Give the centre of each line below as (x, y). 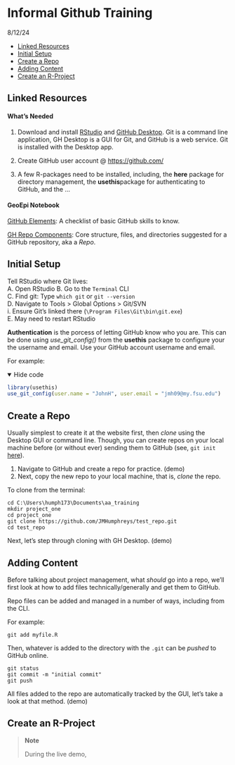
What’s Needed (31, 116)
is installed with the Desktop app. (65, 147)
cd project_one (29, 516)
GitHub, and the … (44, 189)
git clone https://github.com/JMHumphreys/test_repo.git (92, 522)
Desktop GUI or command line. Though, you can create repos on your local (116, 440)
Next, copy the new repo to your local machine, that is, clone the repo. (119, 476)
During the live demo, (55, 754)
